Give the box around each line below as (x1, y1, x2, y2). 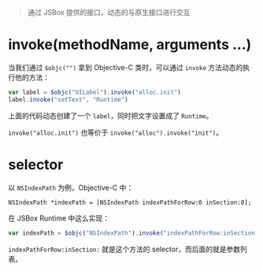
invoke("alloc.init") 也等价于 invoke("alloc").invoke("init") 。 (8, 128, 223, 137)
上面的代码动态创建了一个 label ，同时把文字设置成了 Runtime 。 (8, 110, 213, 121)
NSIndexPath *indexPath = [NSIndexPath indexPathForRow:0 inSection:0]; (8, 199, 252, 206)
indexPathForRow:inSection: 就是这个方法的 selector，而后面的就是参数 (8, 244, 241, 254)
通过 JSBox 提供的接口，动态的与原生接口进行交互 (27, 8, 191, 17)
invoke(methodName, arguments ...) (8, 35, 252, 54)
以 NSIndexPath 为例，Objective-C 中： (8, 183, 134, 192)
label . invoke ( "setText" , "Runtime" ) (8, 95, 128, 103)
